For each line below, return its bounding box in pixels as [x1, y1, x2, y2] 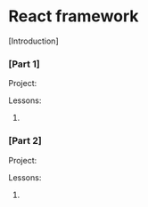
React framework [8, 6, 139, 27]
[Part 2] [8, 135, 42, 147]
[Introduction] [8, 36, 59, 46]
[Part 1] [8, 58, 41, 70]
